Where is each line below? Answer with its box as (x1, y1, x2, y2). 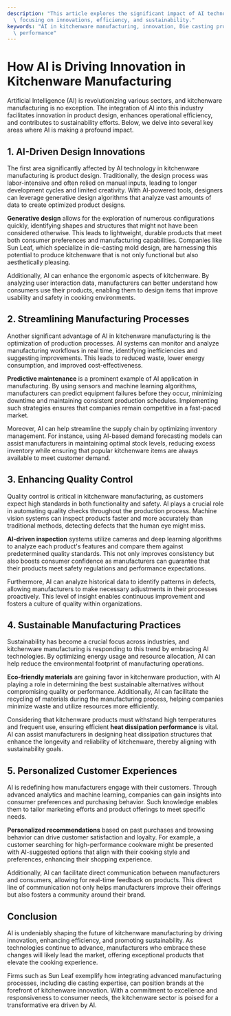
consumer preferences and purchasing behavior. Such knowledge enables (7, 798, 219, 806)
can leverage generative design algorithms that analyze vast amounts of (7, 194, 212, 201)
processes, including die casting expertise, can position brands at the (7, 979, 204, 987)
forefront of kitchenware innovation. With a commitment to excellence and (7, 986, 218, 995)
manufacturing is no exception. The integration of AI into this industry (7, 104, 204, 112)
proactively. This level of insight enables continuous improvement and (7, 592, 206, 600)
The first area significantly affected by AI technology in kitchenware (7, 164, 199, 172)
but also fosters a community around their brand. (7, 890, 146, 899)
